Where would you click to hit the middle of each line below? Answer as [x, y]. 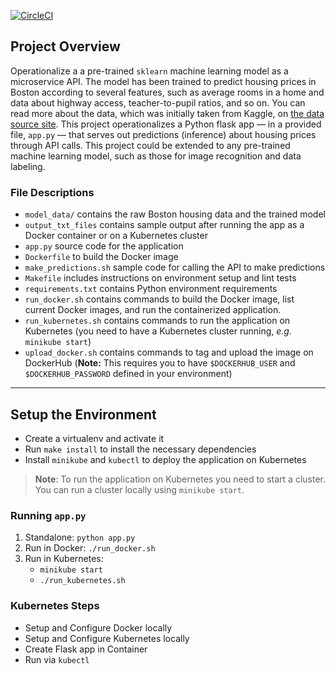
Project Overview [65, 46]
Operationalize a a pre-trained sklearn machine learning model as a [149, 71]
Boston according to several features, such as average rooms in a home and [167, 92]
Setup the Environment [83, 414]
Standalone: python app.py [80, 537]
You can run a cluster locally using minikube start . [139, 489]
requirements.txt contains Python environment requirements [151, 289]
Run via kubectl [57, 659]
